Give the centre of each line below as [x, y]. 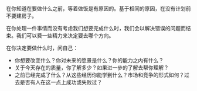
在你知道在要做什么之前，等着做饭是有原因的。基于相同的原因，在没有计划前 [98, 8]
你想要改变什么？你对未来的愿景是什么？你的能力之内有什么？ [89, 60]
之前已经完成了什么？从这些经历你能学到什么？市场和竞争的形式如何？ [99, 75]
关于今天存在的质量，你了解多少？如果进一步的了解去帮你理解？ [91, 68]
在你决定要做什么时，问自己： [42, 48]
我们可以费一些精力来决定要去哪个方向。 [65, 36]
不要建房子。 [21, 16]
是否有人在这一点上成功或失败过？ [61, 82]
